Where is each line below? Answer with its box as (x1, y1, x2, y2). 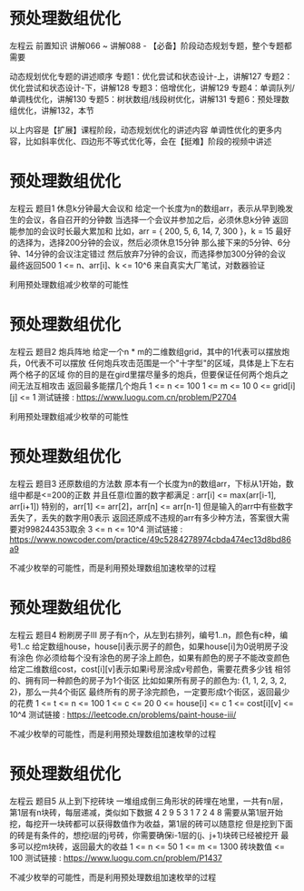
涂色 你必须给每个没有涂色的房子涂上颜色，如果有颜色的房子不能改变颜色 (16, 652, 290, 663)
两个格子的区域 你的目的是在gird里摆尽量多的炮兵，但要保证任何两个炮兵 (9, 369, 281, 380)
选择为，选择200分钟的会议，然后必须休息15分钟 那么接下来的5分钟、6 (16, 237, 283, 248)
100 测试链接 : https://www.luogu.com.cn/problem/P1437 (9, 852, 222, 863)
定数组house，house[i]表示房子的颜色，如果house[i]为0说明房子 (39, 641, 281, 652)
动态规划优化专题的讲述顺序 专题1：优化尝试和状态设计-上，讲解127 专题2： (9, 70, 293, 82)
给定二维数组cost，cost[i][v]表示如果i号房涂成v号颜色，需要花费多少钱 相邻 (9, 663, 291, 674)
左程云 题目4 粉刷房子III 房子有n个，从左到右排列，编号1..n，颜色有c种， (9, 629, 280, 640)
